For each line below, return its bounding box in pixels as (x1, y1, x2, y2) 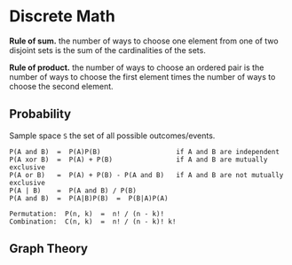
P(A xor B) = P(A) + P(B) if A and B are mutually (9, 155, 268, 164)
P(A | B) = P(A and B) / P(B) (9, 186, 138, 195)
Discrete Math (9, 6, 115, 27)
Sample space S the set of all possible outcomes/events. (9, 130, 216, 141)
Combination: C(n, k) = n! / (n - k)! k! (9, 217, 177, 226)
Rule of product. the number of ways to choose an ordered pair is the (9, 62, 264, 73)
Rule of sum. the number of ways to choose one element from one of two (9, 35, 279, 46)
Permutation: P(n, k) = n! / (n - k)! (9, 209, 165, 218)
